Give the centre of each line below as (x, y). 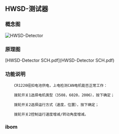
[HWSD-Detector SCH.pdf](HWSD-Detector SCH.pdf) (60, 60)
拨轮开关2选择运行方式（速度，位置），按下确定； (57, 105)
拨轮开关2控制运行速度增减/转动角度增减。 (51, 115)
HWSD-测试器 (27, 9)
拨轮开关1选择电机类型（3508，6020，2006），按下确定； (64, 95)
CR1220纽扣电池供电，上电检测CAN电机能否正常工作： (61, 86)
